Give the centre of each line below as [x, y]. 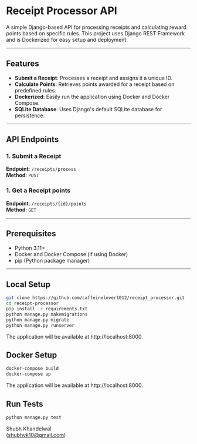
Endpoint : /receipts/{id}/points [46, 203]
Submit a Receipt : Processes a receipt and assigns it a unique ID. [94, 78]
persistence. [30, 115]
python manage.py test [34, 417]
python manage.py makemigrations [47, 314]
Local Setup [28, 284]
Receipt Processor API [62, 11]
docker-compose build [33, 369]
